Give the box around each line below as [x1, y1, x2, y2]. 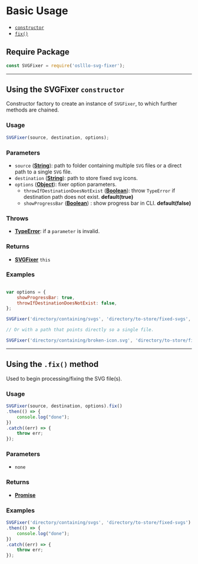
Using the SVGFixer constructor [6, 84, 125, 95]
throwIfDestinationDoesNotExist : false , [16, 300, 117, 306]
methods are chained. [6, 106, 60, 113]
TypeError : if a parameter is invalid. [14, 228, 100, 235]
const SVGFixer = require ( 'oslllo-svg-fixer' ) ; [6, 63, 126, 68]
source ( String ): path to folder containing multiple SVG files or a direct [14, 162, 182, 169]
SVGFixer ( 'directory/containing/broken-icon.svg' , [6, 337, 133, 343]
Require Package [6, 47, 70, 57]
